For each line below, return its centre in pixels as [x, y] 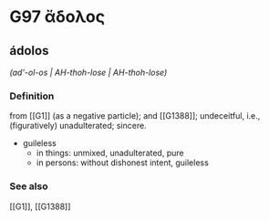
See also [29, 186]
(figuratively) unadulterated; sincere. [78, 126]
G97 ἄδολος [57, 17]
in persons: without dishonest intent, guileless [123, 163]
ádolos [29, 51]
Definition [32, 96]
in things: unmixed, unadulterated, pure [110, 153]
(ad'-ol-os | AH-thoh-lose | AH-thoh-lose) [88, 72]
